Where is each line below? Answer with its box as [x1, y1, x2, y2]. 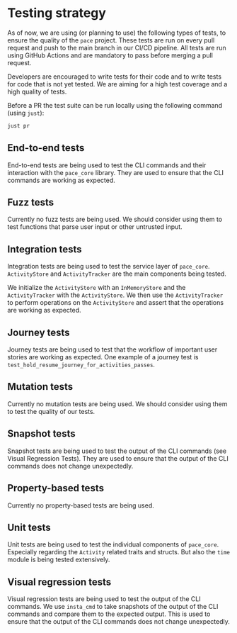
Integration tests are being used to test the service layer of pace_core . [7, 262, 210, 271]
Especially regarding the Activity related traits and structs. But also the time [7, 548, 231, 556]
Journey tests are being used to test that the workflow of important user [7, 345, 218, 354]
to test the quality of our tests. [7, 407, 96, 415]
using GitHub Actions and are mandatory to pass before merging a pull [7, 51, 214, 60]
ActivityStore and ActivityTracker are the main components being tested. [7, 269, 226, 278]
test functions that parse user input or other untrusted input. [7, 223, 183, 231]
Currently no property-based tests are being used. [7, 501, 154, 510]
